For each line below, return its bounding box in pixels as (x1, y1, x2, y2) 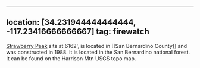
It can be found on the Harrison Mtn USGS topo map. (6, 54, 136, 62)
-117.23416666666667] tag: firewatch (6, 27, 150, 37)
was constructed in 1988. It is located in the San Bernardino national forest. (6, 48, 190, 56)
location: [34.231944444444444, (6, 17, 136, 27)
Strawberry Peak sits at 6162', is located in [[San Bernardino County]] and (6, 42, 187, 49)
